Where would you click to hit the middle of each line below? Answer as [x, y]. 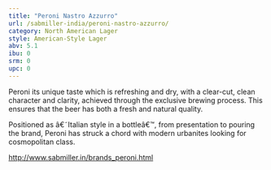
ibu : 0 [20, 53]
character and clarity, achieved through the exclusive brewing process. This [135, 100]
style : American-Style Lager [58, 38]
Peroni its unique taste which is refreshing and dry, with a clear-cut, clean [132, 91]
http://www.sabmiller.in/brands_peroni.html [81, 157]
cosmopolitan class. [42, 142]
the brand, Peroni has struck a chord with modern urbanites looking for [127, 133]
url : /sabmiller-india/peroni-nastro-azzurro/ [89, 23]
